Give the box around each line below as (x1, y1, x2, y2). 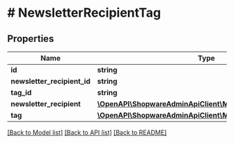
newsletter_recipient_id (10, 77, 91, 86)
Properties (7, 33, 54, 45)
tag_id (10, 88, 32, 97)
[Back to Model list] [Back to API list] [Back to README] (7, 128, 167, 137)
